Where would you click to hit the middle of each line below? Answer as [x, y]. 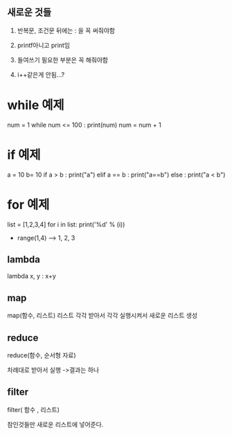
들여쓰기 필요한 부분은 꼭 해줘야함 [63, 60]
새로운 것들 [29, 12]
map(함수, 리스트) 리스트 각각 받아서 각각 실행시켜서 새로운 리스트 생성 [102, 316]
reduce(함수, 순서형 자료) [42, 355]
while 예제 [36, 105]
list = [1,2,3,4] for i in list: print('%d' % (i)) [66, 224]
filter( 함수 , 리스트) [34, 409]
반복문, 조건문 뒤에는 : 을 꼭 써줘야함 [66, 30]
